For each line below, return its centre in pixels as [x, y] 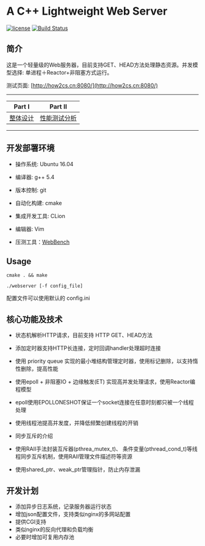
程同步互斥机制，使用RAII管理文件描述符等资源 [74, 457]
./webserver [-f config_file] [45, 286]
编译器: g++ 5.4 [35, 177]
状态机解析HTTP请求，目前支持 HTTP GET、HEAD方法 [84, 335]
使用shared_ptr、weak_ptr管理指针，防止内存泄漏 [77, 470]
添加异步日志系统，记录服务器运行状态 [63, 506]
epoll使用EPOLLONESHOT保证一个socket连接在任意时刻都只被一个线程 [104, 402]
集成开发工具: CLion [40, 216]
